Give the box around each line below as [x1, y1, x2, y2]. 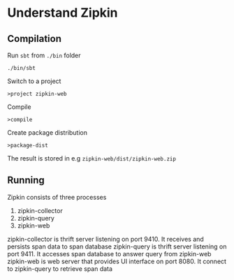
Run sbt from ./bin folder [7, 51, 82, 59]
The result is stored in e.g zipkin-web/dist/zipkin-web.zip [7, 154, 177, 162]
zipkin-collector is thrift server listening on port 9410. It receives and [7, 235, 204, 243]
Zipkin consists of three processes [7, 193, 107, 201]
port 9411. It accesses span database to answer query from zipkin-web [7, 249, 212, 258]
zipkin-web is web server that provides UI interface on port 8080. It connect [7, 257, 227, 265]
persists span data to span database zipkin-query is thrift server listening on [7, 242, 227, 251]
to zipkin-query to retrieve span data [7, 264, 113, 273]
